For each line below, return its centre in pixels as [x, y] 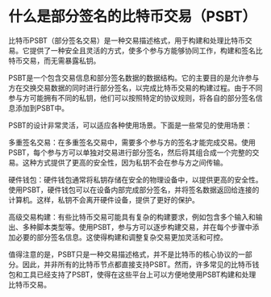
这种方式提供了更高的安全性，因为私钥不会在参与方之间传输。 [125, 162]
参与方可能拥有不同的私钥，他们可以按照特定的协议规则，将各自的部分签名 [132, 98]
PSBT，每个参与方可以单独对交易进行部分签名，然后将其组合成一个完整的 [130, 152]
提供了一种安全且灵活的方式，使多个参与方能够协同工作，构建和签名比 [146, 50]
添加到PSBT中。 [42, 108]
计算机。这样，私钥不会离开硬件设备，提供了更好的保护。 [104, 199]
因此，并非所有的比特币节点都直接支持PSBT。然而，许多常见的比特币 [137, 264]
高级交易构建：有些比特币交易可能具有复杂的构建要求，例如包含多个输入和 [132, 217]
